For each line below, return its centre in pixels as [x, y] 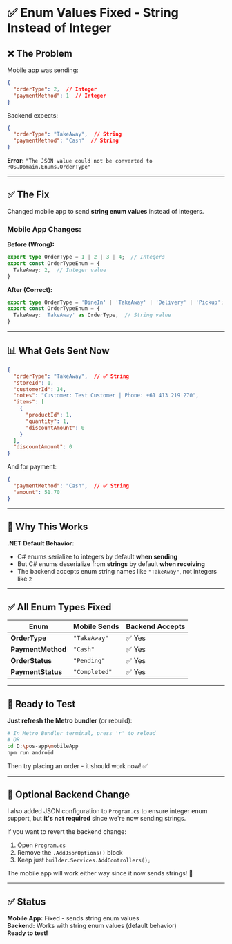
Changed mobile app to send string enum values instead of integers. [106, 211]
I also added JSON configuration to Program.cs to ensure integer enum [107, 811]
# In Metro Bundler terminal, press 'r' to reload [81, 734]
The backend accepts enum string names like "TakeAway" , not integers [117, 572]
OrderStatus [31, 661]
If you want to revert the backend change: [67, 832]
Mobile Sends [96, 626]
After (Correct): [30, 289]
